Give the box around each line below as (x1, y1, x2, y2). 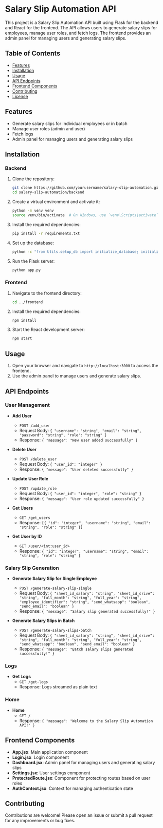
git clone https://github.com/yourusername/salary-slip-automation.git (12, 186, 161, 190)
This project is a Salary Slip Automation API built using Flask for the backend (5, 20, 159, 25)
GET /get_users (19, 515, 50, 520)
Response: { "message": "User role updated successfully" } (19, 496, 145, 501)
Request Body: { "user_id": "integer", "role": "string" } (19, 490, 142, 496)
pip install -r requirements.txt (12, 231, 80, 236)
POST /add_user (19, 423, 50, 428)
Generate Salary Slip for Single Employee (12, 576, 97, 581)
